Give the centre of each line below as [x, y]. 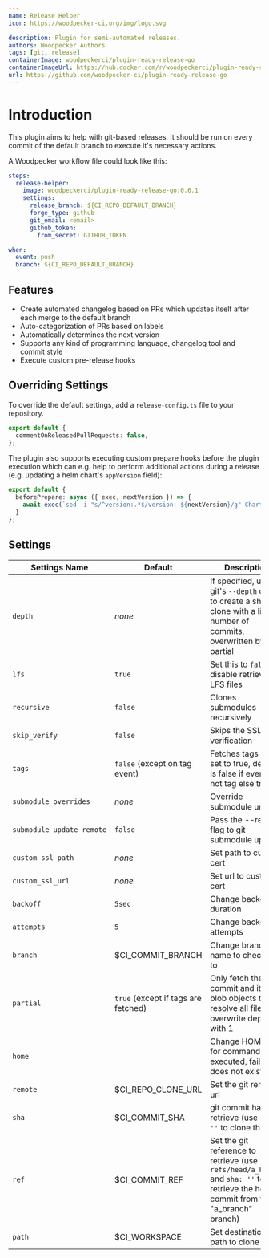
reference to [233, 1150]
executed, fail [235, 1061]
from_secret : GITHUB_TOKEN [82, 235]
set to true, [230, 763]
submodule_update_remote [60, 830]
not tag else [232, 783]
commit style [41, 351]
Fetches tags [234, 753]
